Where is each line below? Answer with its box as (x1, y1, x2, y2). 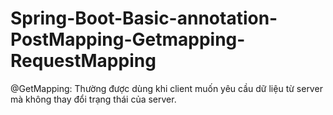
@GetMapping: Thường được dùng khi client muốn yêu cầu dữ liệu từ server (10, 82, 323, 94)
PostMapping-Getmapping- (10, 28, 246, 51)
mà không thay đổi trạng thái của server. (10, 93, 177, 105)
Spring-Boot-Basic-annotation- (10, 7, 278, 30)
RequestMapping (10, 50, 157, 72)
